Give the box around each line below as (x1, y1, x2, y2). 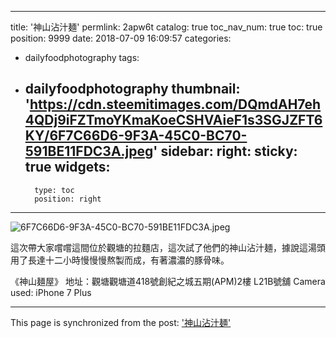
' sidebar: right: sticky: (153, 143, 298, 160)
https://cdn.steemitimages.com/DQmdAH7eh (29, 96, 322, 113)
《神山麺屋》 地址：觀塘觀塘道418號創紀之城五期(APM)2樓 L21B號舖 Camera (10, 275, 326, 287)
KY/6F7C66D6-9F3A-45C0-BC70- (24, 127, 248, 145)
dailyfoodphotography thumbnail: (24, 81, 241, 98)
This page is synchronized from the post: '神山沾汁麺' (10, 316, 232, 328)
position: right (34, 194, 102, 204)
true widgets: (24, 159, 111, 176)
